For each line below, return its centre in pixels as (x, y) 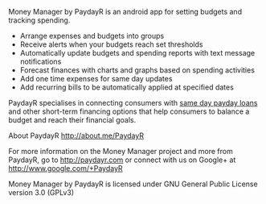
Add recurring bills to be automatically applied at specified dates (127, 87)
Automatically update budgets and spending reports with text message (137, 53)
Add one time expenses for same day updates (96, 79)
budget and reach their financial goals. (72, 120)
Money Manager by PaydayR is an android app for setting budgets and (125, 12)
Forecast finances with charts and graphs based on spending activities (137, 70)
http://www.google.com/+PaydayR (65, 168)
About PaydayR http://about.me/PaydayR (76, 135)
